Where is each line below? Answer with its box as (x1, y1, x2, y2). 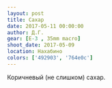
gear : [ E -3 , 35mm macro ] (7, 35, 81, 42)
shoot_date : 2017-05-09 (7, 42, 75, 48)
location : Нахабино (7, 48, 63, 55)
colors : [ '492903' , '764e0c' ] (7, 55, 94, 61)
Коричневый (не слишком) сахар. (7, 73, 106, 81)
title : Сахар (7, 16, 44, 23)
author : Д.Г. (7, 29, 44, 36)
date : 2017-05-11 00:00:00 (7, 23, 84, 29)
